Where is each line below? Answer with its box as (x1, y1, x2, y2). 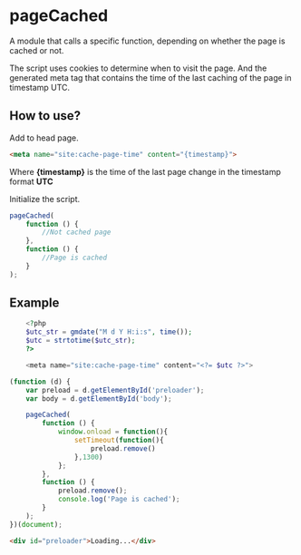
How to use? (9, 108, 82, 123)
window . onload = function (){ (57, 427, 169, 436)
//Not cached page (42, 228, 112, 237)
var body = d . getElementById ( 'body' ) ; (25, 394, 172, 404)
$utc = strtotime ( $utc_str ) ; (25, 336, 136, 346)
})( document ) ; (9, 520, 63, 529)
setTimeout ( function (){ (73, 436, 165, 445)
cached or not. (9, 44, 64, 55)
